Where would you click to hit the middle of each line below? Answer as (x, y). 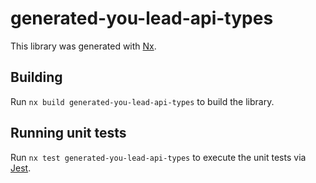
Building (36, 77)
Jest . (21, 168)
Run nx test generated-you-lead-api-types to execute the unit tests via (158, 157)
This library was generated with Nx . (83, 46)
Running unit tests (68, 133)
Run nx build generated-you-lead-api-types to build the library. (142, 101)
